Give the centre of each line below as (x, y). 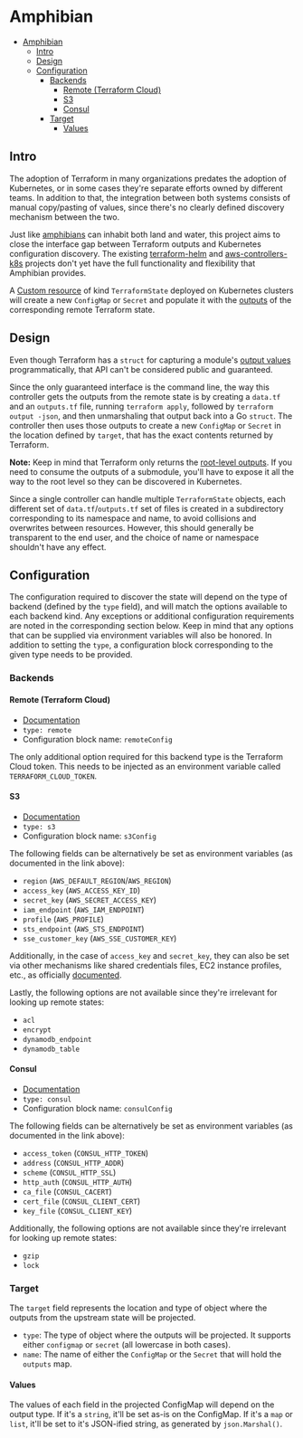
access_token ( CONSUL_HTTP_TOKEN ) (85, 1153)
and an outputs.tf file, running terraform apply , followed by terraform (142, 406)
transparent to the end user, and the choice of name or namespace (134, 537)
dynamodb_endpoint (57, 1039)
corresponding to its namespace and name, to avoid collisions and (133, 518)
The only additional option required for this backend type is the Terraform (146, 756)
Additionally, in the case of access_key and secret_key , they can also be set (149, 955)
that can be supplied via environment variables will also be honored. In (141, 636)
